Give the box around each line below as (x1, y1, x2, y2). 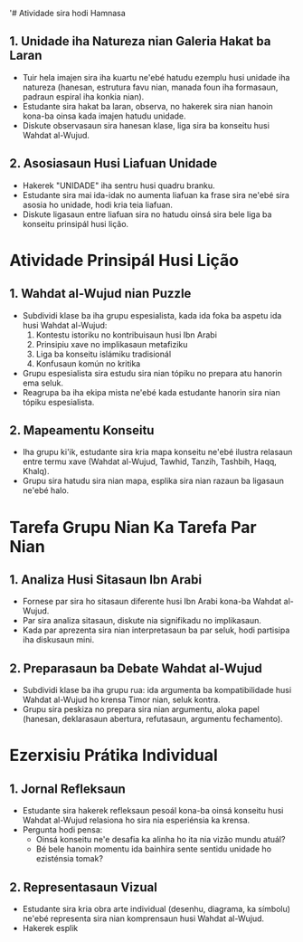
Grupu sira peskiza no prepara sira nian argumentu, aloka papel (22, 704, 260, 715)
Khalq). (22, 466, 50, 477)
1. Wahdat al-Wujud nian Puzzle (9, 286, 192, 301)
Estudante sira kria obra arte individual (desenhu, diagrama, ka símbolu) (22, 904, 291, 915)
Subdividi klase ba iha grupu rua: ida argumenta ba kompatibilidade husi (22, 685, 292, 696)
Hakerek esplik (22, 923, 79, 934)
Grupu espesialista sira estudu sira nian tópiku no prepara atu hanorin (22, 367, 283, 378)
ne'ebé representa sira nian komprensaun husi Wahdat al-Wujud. (22, 913, 265, 924)
